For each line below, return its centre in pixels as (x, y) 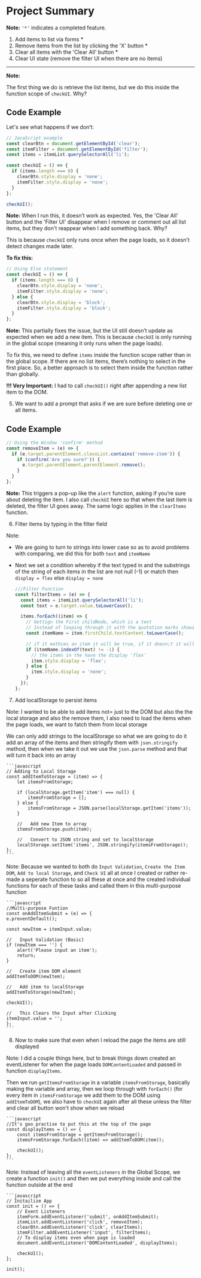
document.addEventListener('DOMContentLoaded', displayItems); (98, 1243)
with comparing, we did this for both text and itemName (83, 554)
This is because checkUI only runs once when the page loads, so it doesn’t (98, 240)
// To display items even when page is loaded (76, 1238)
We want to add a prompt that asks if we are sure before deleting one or (103, 404)
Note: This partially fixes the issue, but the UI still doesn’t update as (90, 330)
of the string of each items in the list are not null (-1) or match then (96, 572)
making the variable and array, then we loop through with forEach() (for (95, 1088)
